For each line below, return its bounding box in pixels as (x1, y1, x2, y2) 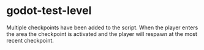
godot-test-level (6, 4, 92, 18)
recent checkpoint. (6, 37, 54, 44)
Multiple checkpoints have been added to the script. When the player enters (6, 24, 198, 31)
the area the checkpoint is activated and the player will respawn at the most (6, 30, 198, 37)
